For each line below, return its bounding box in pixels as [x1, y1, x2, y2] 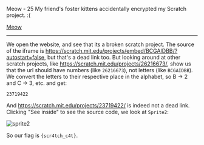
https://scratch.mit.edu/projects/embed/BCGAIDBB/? [45, 47, 178, 54]
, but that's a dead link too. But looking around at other [44, 54, 181, 61]
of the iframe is [6, 47, 44, 54]
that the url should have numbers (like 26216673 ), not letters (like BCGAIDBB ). [6, 67, 193, 73]
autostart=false [6, 54, 44, 61]
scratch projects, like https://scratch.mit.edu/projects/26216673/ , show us [6, 60, 191, 67]
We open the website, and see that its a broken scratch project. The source [6, 41, 194, 48]
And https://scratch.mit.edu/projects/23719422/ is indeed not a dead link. [6, 102, 190, 109]
